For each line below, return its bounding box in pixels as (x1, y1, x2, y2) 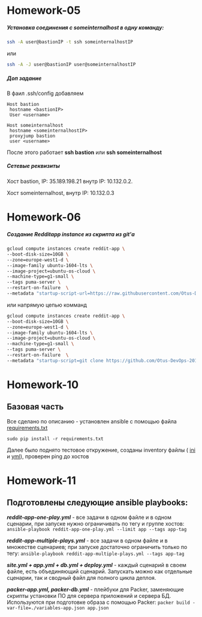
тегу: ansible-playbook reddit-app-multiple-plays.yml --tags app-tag (7, 550, 185, 557)
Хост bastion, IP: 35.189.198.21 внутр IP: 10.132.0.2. (7, 177, 133, 185)
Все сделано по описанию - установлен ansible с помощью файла (7, 417, 177, 425)
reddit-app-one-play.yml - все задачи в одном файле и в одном (7, 514, 172, 521)
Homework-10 (7, 378, 79, 391)
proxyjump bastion (9, 133, 56, 139)
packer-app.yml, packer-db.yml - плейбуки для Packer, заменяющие (7, 586, 185, 593)
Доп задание (7, 75, 42, 82)
